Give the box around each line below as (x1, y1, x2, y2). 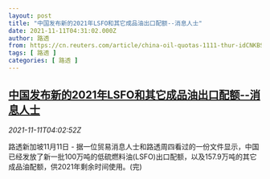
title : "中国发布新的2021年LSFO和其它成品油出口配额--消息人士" (8, 19, 202, 27)
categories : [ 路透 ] (8, 57, 79, 65)
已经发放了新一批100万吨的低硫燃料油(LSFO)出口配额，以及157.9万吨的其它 (8, 152, 257, 161)
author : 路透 (8, 34, 50, 43)
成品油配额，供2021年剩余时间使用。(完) (8, 161, 142, 171)
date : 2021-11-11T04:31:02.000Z (8, 26, 117, 35)
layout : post (8, 11, 52, 20)
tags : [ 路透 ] (8, 49, 57, 57)
